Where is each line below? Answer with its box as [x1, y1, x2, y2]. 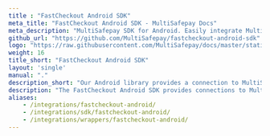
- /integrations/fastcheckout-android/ [22, 101, 157, 109]
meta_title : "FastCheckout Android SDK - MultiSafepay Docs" [8, 19, 218, 27]
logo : [8, 42, 27, 50]
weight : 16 [8, 49, 45, 57]
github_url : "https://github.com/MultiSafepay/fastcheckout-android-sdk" [8, 34, 261, 42]
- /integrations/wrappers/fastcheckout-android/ [22, 116, 189, 124]
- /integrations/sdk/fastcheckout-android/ [22, 109, 171, 117]
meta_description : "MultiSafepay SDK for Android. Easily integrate [8, 26, 243, 34]
